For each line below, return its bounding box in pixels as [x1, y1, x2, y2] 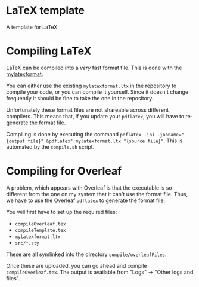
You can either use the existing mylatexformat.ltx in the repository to [6, 82, 177, 89]
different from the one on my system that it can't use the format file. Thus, [6, 190, 188, 197]
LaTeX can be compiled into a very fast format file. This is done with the [6, 64, 182, 71]
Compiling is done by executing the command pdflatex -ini [6, 130, 155, 138]
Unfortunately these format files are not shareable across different [6, 106, 169, 114]
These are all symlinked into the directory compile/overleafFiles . [6, 251, 167, 258]
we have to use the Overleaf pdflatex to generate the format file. [6, 197, 166, 204]
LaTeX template [6, 4, 85, 17]
